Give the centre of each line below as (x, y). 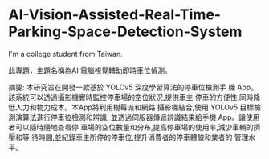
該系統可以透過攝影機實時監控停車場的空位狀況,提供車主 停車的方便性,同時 (131, 97)
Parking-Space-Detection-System (125, 32)
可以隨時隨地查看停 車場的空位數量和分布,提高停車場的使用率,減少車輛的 (134, 127)
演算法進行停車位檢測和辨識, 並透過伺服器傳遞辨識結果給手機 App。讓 (130, 117)
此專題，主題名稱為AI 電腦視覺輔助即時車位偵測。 (90, 70)
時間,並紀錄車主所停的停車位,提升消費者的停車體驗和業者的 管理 (143, 137)
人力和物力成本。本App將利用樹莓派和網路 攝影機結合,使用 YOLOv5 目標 (134, 107)
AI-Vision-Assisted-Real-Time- (115, 15)
